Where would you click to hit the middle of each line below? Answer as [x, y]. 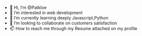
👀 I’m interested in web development [46, 13]
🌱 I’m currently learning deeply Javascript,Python [59, 18]
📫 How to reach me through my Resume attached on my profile [73, 28]
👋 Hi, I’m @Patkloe [28, 8]
